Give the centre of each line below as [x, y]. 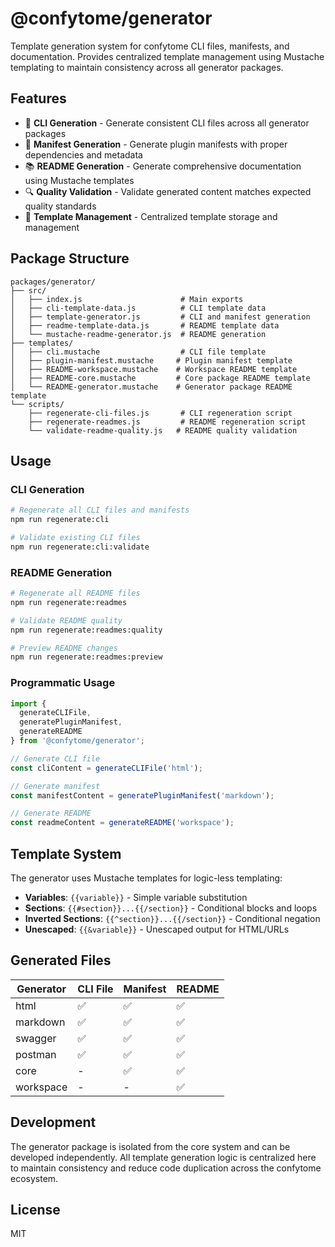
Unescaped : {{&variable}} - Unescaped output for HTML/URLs [157, 929]
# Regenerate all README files [75, 593]
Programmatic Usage [63, 683]
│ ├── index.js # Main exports [127, 299]
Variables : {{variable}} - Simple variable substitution [136, 898]
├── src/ [28, 290]
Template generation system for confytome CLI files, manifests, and [150, 46]
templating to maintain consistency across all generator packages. [147, 67]
